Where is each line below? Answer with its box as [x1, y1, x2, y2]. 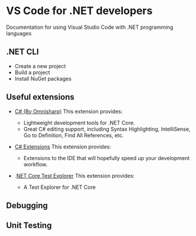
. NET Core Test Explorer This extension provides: [14, 172, 135, 179]
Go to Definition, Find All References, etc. [23, 131, 124, 139]
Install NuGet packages [14, 75, 72, 82]
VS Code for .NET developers [6, 4, 153, 18]
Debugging [6, 200, 48, 210]
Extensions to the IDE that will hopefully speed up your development [23, 154, 190, 161]
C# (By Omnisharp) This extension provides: [14, 108, 123, 115]
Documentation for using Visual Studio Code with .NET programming [6, 24, 174, 31]
